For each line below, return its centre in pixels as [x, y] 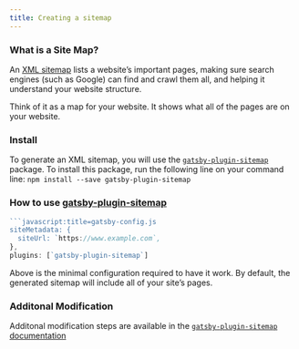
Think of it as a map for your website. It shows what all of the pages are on [149, 107]
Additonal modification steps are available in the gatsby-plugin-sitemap [144, 326]
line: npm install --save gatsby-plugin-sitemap [100, 180]
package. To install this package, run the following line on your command [147, 169]
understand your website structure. [76, 88]
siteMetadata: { [40, 230]
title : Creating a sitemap [61, 18]
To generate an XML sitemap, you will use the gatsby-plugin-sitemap [139, 159]
